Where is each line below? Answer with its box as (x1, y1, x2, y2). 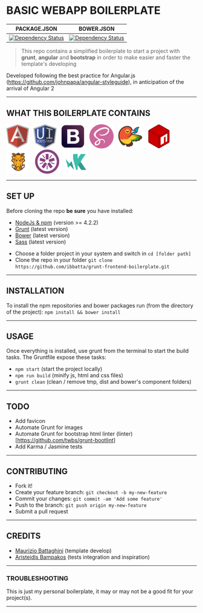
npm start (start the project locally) (14, 366, 103, 373)
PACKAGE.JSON (15, 25, 57, 33)
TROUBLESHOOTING (6, 574, 69, 582)
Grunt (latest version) (14, 225, 68, 232)
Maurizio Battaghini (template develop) (14, 547, 112, 554)
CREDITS (6, 531, 41, 541)
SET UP (6, 191, 35, 202)
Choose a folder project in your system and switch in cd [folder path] (14, 250, 192, 257)
